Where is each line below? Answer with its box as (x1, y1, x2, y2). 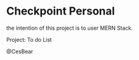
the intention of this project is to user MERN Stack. (6, 24, 133, 32)
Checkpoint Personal (6, 4, 115, 18)
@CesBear (6, 47, 34, 55)
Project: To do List (6, 36, 52, 43)
